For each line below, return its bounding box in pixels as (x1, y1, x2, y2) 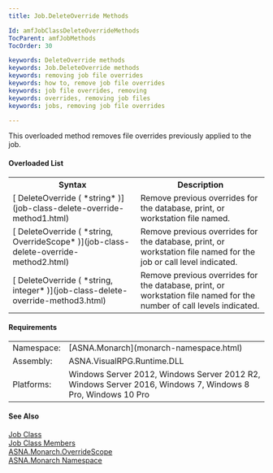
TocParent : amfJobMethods (8, 34, 96, 42)
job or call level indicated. (141, 256, 238, 267)
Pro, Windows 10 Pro (68, 388, 150, 400)
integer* (12, 284, 45, 296)
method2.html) (12, 256, 69, 267)
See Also (8, 411, 39, 421)
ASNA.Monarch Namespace (8, 455, 103, 465)
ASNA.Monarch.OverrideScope (8, 446, 113, 456)
